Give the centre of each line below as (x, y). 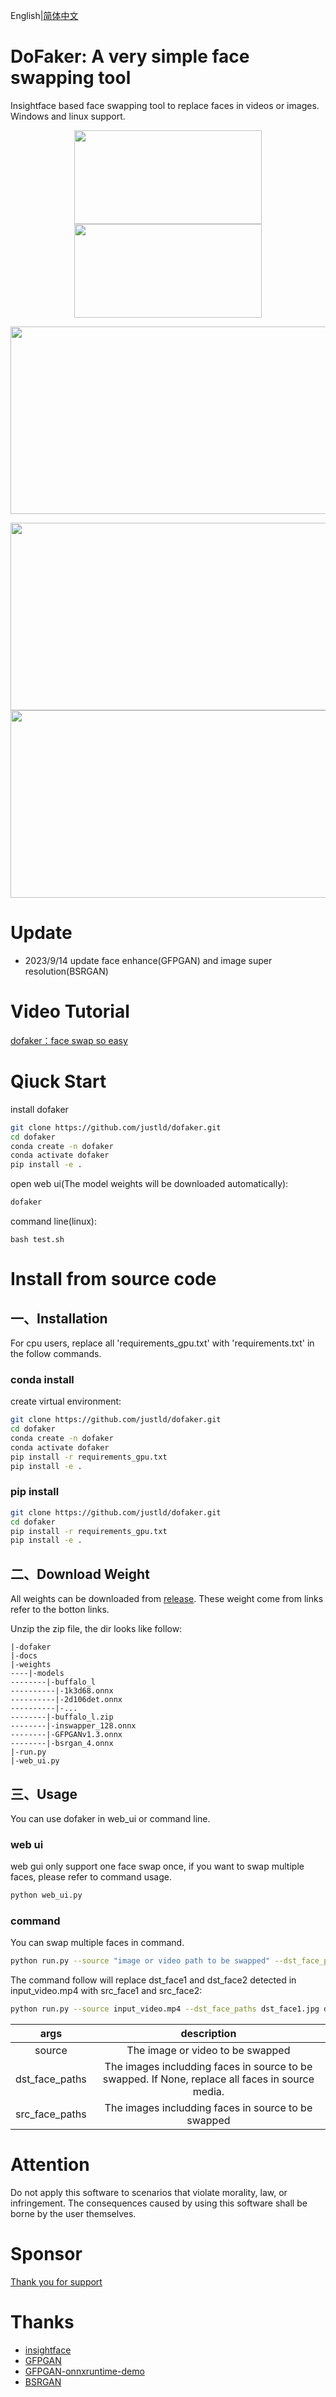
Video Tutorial (70, 1011)
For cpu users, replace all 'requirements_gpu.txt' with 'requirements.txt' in (162, 1343)
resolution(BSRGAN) (66, 971)
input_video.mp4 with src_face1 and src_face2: (106, 1991)
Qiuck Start (58, 1081)
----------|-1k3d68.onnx (62, 1691)
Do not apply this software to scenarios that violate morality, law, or (149, 2193)
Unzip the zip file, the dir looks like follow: (96, 1629)
